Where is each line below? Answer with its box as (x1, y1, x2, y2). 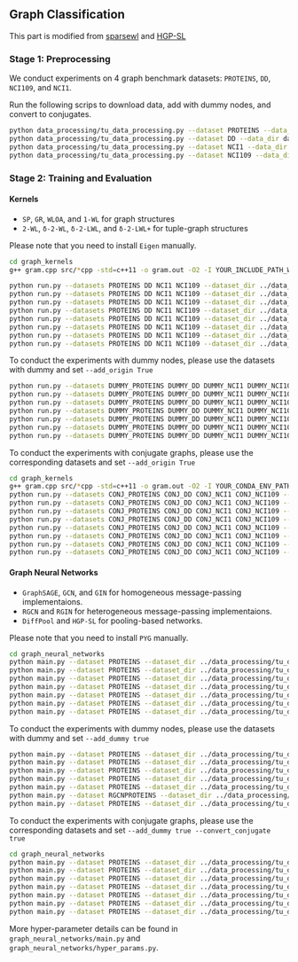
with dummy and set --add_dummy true (9, 732, 149, 743)
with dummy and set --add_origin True (9, 364, 153, 375)
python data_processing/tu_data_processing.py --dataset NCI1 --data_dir (9, 142, 288, 152)
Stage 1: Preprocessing (9, 52, 111, 65)
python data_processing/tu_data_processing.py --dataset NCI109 (9, 151, 252, 160)
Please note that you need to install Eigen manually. (9, 239, 197, 251)
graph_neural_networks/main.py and (9, 933, 141, 943)
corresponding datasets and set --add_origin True (9, 457, 196, 467)
